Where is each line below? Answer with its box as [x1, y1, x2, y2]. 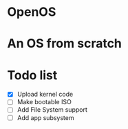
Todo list [7, 67, 58, 83]
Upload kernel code [17, 90, 74, 99]
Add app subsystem [17, 113, 74, 121]
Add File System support [17, 106, 87, 114]
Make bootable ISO [17, 98, 72, 106]
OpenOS [7, 4, 56, 20]
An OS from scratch [7, 36, 122, 52]
